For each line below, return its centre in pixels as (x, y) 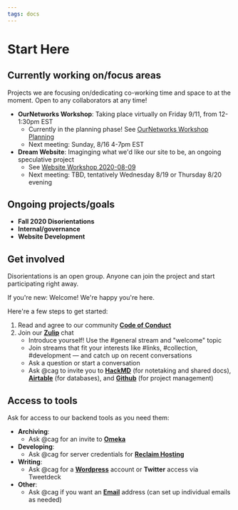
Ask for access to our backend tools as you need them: (88, 418)
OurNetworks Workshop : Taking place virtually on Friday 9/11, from (117, 114)
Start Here (38, 49)
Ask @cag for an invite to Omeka (77, 439)
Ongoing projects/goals (61, 205)
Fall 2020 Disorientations (56, 222)
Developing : (36, 447)
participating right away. (43, 284)
